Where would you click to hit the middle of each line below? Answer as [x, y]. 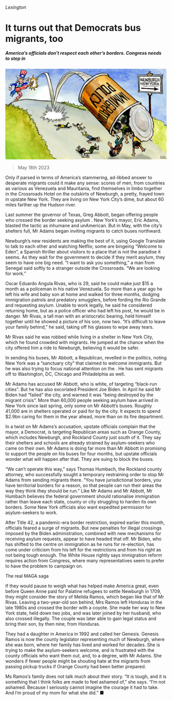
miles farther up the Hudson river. [41, 205]
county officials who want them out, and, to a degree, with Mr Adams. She [84, 656]
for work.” [16, 273]
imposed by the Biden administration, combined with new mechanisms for [83, 534]
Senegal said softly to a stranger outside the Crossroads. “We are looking [83, 268]
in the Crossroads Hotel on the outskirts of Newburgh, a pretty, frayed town [85, 194]
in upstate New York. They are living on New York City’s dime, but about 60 [85, 199]
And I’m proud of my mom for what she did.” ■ [55, 693]
